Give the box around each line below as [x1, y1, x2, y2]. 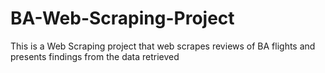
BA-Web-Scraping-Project [10, 7, 235, 30]
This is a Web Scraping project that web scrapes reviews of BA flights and [10, 40, 316, 52]
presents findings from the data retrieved [10, 50, 180, 62]
